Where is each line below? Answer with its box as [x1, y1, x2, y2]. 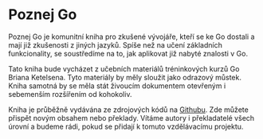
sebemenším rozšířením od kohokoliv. [8, 89, 132, 98]
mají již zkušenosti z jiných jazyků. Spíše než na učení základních [8, 40, 223, 49]
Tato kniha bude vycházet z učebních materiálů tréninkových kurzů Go [8, 64, 240, 73]
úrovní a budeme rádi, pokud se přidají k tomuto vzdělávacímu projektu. [8, 122, 244, 131]
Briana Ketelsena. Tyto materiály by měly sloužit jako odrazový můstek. [8, 72, 241, 82]
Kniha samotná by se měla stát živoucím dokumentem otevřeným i [8, 81, 226, 91]
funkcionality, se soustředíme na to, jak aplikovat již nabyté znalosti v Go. [8, 48, 249, 58]
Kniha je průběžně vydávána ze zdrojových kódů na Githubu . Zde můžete [8, 105, 249, 114]
